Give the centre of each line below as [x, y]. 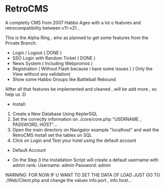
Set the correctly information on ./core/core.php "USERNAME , [77, 119]
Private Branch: [21, 43]
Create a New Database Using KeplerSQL [55, 114]
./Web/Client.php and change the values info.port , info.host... [69, 180]
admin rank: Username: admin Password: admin [62, 165]
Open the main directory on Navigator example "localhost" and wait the [86, 130]
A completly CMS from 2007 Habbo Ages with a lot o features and [73, 23]
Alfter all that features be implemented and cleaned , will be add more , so [81, 89]
